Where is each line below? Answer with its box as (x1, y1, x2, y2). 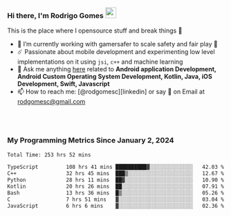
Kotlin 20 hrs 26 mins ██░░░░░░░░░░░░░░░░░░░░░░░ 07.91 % (7, 183, 225, 190)
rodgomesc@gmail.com (17, 98, 86, 106)
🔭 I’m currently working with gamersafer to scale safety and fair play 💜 (17, 40, 218, 48)
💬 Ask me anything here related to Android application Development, (17, 65, 216, 73)
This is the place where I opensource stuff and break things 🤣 (7, 26, 183, 35)
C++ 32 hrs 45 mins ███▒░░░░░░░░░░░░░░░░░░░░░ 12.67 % (7, 170, 225, 177)
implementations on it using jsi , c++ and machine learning (17, 57, 183, 66)
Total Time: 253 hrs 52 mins (7, 151, 91, 159)
